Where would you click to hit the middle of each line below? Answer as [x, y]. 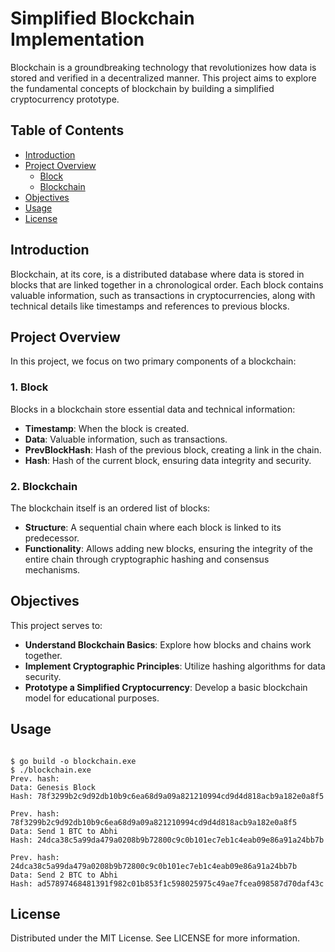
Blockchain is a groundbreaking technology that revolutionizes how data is [163, 67]
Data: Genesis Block [53, 787]
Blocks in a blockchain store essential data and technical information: [153, 409]
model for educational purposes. [92, 698]
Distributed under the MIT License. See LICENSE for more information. [155, 938]
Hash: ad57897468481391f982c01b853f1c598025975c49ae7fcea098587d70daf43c [167, 883]
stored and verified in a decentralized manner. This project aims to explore [163, 78]
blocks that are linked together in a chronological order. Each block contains [167, 284]
